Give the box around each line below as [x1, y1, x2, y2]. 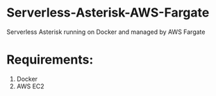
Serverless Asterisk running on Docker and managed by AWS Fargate [6, 28, 206, 36]
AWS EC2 [16, 81, 44, 90]
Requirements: [6, 52, 94, 68]
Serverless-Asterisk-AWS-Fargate [6, 5, 210, 21]
